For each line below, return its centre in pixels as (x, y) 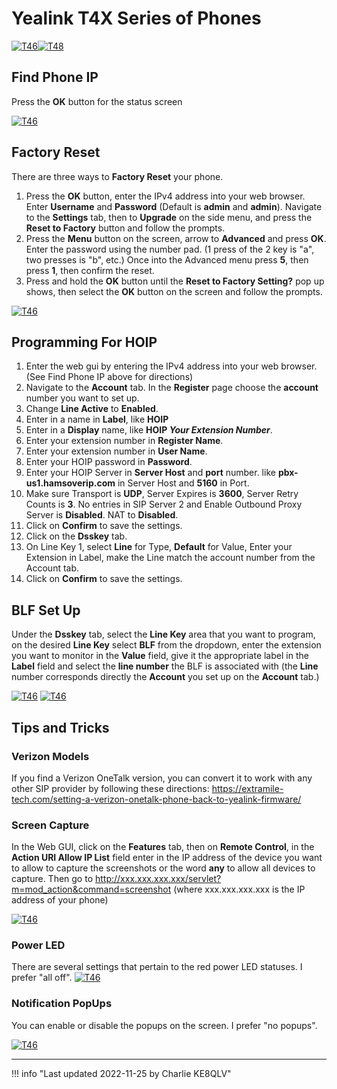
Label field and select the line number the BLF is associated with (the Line (165, 666)
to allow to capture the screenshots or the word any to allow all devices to (163, 868)
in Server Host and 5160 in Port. (183, 483)
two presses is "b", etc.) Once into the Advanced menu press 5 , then (167, 259)
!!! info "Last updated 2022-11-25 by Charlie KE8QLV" (121, 1073)
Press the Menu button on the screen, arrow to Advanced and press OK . (176, 238)
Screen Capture (50, 825)
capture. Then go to (52, 879)
